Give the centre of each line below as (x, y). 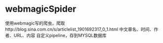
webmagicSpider (41, 9)
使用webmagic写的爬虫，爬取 (35, 23)
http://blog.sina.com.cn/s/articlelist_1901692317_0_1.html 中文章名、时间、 (80, 29)
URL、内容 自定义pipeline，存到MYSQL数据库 (60, 35)
